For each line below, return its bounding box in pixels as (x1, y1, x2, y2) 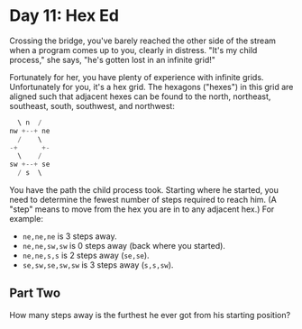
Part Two (9, 286, 61, 301)
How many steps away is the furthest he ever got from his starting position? (9, 309, 291, 320)
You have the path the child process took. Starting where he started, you (9, 185, 279, 196)
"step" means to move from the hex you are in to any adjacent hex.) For (9, 204, 275, 215)
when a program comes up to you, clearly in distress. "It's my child (9, 44, 258, 55)
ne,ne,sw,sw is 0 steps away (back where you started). (22, 241, 225, 251)
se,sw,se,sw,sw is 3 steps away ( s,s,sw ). (22, 260, 174, 270)
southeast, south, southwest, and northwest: (9, 100, 176, 111)
